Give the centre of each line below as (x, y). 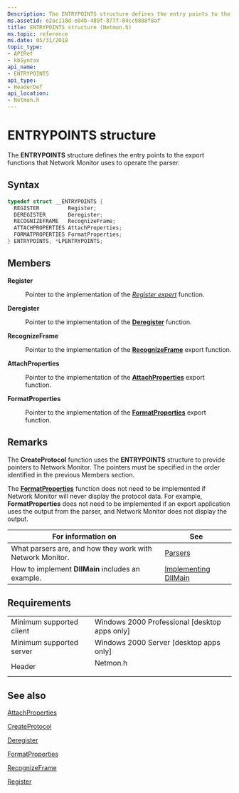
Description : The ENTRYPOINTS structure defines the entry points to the (119, 14)
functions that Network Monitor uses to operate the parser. (94, 162)
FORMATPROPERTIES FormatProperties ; (68, 235)
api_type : (22, 80)
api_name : (22, 67)
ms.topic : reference (38, 34)
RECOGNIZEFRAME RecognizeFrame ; (65, 222)
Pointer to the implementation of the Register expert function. (115, 294)
